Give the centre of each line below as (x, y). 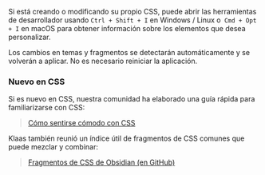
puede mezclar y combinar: (53, 147)
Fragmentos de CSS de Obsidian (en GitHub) (101, 162)
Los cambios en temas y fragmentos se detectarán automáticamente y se (129, 52)
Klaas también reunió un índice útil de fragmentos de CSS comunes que (127, 138)
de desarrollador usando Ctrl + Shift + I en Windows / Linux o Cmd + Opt (132, 20)
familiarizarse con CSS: (47, 108)
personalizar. (30, 37)
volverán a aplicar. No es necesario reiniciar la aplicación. (103, 61)
